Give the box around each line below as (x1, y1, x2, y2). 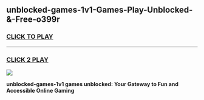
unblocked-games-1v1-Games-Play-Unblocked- (6, 5, 193, 15)
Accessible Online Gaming (6, 87, 75, 94)
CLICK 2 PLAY (6, 55, 49, 64)
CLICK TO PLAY (6, 33, 53, 41)
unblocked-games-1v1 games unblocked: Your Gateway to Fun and (6, 80, 179, 87)
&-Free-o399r (6, 15, 60, 25)
